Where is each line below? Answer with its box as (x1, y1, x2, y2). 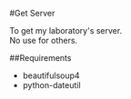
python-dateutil (22, 80, 81, 90)
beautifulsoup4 (22, 70, 80, 81)
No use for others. (9, 35, 78, 45)
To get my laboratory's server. (9, 25, 123, 35)
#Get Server (9, 8, 55, 18)
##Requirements (9, 53, 72, 63)
